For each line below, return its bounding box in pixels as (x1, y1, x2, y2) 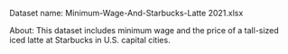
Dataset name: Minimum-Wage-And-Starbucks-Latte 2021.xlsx (9, 8, 244, 18)
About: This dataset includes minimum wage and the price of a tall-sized (9, 25, 280, 35)
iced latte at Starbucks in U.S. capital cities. (9, 35, 171, 45)
